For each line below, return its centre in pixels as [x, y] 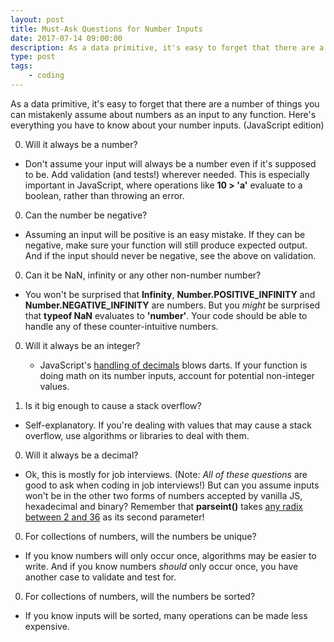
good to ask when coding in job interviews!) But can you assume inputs [172, 485]
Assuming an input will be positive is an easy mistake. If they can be [165, 234]
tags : [21, 66]
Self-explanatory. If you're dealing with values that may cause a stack [168, 425]
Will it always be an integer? [82, 345]
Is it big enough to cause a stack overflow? [113, 405]
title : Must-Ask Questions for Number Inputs [106, 29]
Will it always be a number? [81, 144]
